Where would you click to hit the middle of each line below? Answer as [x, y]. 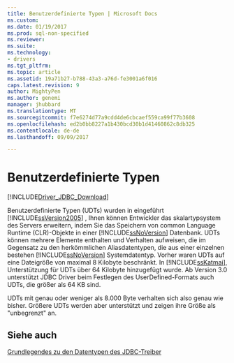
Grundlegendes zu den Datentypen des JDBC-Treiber [85, 352]
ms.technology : [29, 53]
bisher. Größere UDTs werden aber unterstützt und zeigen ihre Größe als [112, 306]
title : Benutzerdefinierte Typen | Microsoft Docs [82, 14]
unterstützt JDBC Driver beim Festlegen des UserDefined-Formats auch [111, 277]
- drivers [22, 59]
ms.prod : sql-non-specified [48, 33]
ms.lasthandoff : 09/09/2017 [48, 137]
